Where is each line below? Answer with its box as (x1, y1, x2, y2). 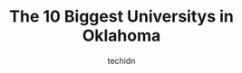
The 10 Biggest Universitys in (9, 6, 234, 27)
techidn (107, 55, 136, 66)
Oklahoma (82, 25, 161, 46)
